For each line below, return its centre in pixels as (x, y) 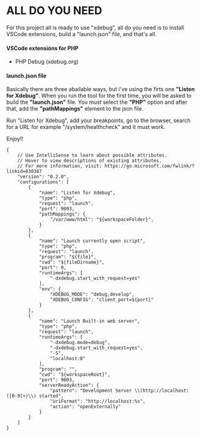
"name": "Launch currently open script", (92, 241)
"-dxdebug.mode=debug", (80, 343)
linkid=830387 (24, 172)
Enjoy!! (15, 139)
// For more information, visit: (60, 166)
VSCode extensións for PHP (43, 48)
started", (51, 396)
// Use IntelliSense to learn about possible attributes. (92, 156)
